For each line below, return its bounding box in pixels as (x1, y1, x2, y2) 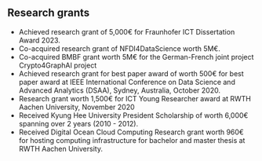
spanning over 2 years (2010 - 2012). (18, 119, 139, 128)
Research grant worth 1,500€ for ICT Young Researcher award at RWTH (18, 93, 252, 103)
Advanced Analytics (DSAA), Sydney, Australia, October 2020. (18, 86, 221, 95)
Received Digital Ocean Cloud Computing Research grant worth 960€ (18, 127, 244, 137)
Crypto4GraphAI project (18, 60, 97, 70)
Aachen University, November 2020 (18, 102, 135, 112)
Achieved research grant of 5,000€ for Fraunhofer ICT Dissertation (18, 27, 235, 36)
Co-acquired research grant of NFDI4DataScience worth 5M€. (18, 43, 220, 53)
